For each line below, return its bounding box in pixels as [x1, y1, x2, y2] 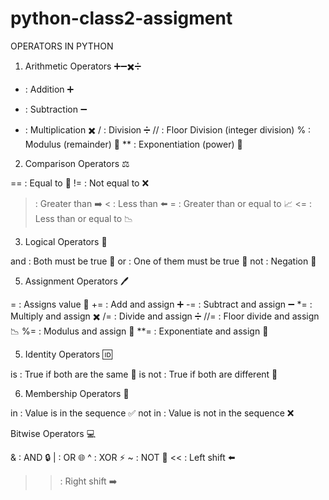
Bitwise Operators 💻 [10, 427, 97, 439]
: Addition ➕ [24, 83, 75, 95]
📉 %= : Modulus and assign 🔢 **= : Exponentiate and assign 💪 [10, 325, 269, 337]
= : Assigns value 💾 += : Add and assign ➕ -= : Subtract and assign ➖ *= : [10, 298, 313, 310]
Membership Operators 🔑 [24, 387, 130, 399]
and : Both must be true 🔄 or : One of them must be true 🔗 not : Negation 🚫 [10, 255, 317, 267]
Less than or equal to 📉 [34, 212, 134, 224]
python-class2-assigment [10, 7, 233, 30]
